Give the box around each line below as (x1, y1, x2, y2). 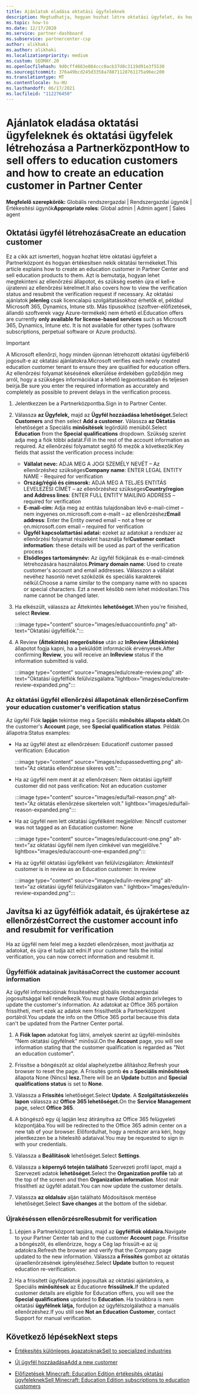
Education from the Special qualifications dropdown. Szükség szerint (14, 430, 186, 437)
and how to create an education (6, 166, 164, 180)
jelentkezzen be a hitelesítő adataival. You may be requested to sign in (14, 1134, 184, 1141)
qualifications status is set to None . (14, 1080, 104, 1087)
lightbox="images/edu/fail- (124, 800, 190, 807)
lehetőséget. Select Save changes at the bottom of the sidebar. (14, 1200, 168, 1207)
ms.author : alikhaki (6, 47, 57, 53)
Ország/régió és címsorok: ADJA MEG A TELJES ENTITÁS (23, 479, 167, 486)
